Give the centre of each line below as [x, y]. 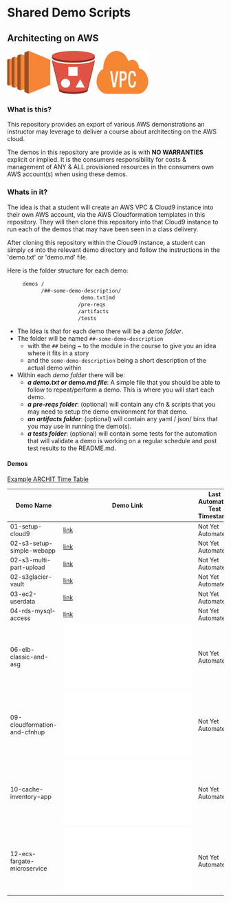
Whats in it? [27, 192]
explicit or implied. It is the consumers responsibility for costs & [97, 160]
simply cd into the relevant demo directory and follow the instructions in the [113, 250]
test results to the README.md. [72, 448]
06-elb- [22, 650]
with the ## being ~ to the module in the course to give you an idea [122, 346]
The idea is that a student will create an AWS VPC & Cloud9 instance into [110, 207]
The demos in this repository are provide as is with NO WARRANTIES [105, 152]
